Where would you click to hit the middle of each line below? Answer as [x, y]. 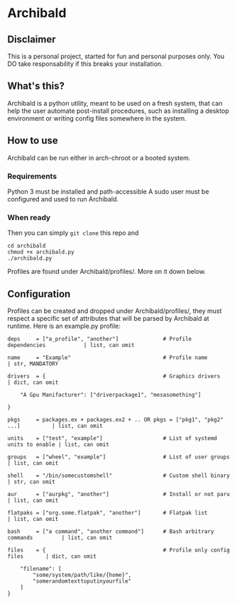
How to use [33, 141]
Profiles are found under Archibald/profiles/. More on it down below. [107, 272]
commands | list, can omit [60, 538]
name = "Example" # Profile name [108, 358]
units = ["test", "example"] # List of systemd [112, 439]
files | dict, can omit [52, 556]
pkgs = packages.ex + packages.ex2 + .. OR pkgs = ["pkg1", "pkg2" [115, 420]
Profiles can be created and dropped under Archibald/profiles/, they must [115, 311]
